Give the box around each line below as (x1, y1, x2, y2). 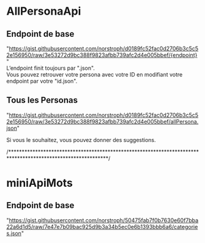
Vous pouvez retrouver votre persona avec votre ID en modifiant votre (6, 71, 183, 78)
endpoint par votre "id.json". (6, 78, 78, 84)
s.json (6, 230, 21, 237)
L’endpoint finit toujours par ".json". (6, 64, 95, 72)
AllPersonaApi (6, 4, 81, 18)
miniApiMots (6, 176, 73, 190)
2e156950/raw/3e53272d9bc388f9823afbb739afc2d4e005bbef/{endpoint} (6, 51, 198, 59)
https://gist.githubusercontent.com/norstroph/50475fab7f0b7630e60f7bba (9, 216, 199, 224)
